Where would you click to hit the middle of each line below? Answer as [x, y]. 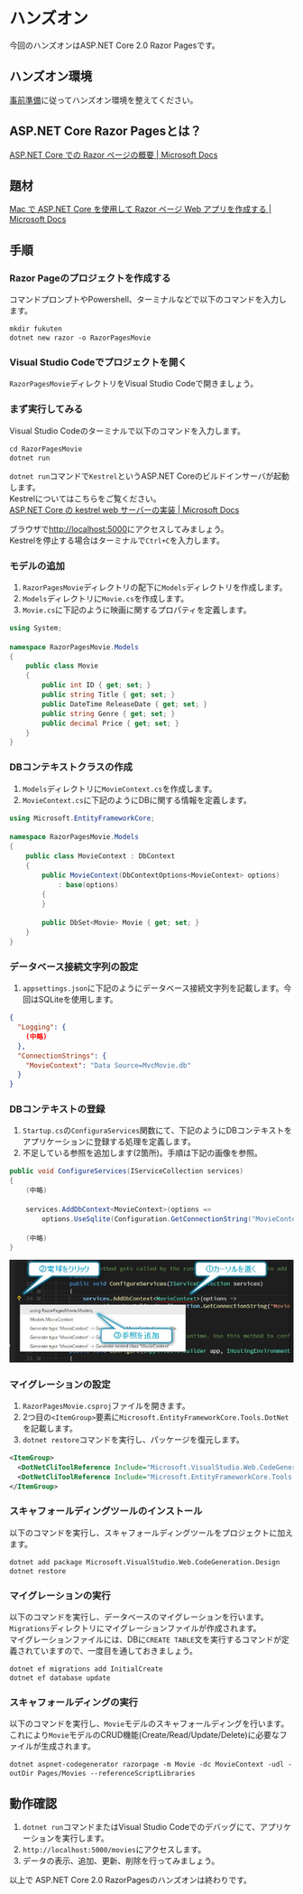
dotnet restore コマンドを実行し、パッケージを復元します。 [133, 1440]
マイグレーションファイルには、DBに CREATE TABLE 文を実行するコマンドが [146, 1639]
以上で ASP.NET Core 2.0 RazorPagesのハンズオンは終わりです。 [131, 1880]
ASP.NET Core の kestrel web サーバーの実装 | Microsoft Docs [124, 509]
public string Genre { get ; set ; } [109, 714]
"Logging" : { [42, 1027]
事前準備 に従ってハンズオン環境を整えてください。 [104, 99]
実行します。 [86, 1838]
